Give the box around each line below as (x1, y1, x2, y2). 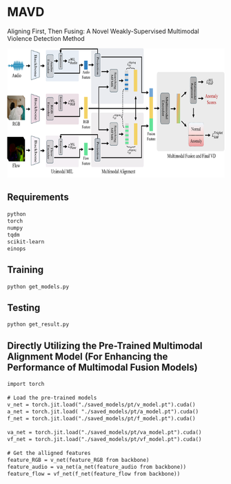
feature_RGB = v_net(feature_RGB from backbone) (7, 457, 150, 464)
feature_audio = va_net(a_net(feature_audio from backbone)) (7, 464, 187, 471)
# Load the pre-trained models (7, 395, 97, 402)
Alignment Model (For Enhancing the (7, 351, 168, 362)
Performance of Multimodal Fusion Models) (7, 361, 198, 373)
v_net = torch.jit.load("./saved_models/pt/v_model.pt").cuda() (7, 402, 196, 409)
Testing (7, 301, 41, 313)
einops (7, 245, 26, 252)
